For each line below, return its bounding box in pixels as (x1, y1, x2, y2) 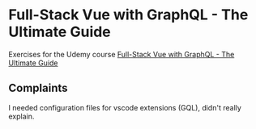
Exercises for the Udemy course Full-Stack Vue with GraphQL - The (8, 49, 235, 59)
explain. (8, 111, 35, 121)
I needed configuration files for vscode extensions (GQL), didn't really (8, 102, 241, 112)
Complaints (8, 81, 68, 95)
